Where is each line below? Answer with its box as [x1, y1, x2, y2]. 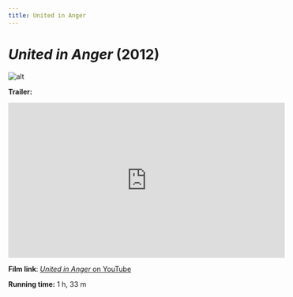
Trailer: [8, 87, 33, 96]
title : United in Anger [8, 11, 87, 20]
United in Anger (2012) [8, 45, 160, 63]
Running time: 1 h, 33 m [8, 279, 87, 288]
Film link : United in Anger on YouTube [8, 264, 132, 273]
